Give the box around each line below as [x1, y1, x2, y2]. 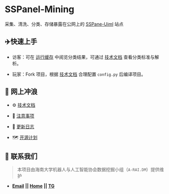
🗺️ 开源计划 [12, 134, 37, 140]
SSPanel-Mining [5, 4, 74, 15]
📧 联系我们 [5, 152, 37, 160]
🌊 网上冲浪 [5, 87, 37, 96]
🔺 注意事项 [12, 113, 34, 119]
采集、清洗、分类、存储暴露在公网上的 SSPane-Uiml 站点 [5, 21, 123, 27]
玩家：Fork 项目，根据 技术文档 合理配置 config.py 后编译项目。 [12, 71, 146, 77]
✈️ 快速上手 [5, 37, 37, 46]
